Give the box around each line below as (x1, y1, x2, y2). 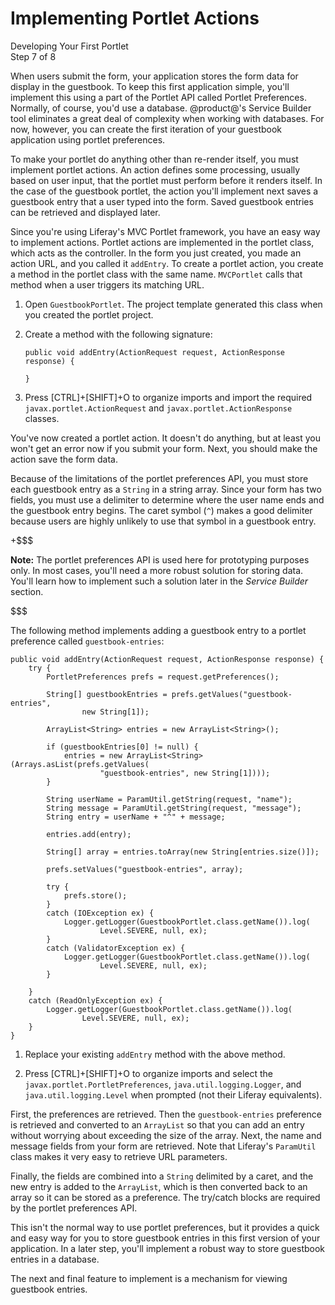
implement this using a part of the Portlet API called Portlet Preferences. (10, 91, 307, 103)
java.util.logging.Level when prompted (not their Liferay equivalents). (24, 1088, 323, 1101)
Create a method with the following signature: (24, 328, 213, 340)
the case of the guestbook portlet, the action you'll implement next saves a (10, 185, 319, 197)
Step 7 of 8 (10, 50, 57, 62)
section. (10, 585, 44, 597)
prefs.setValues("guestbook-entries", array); (46, 864, 244, 874)
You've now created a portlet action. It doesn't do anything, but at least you (10, 432, 321, 444)
